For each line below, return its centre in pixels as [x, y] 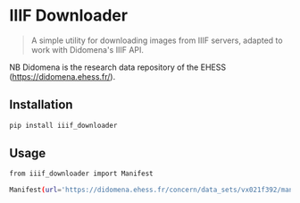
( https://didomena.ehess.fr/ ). [62, 76]
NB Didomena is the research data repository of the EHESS [117, 67]
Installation [41, 105]
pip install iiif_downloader [63, 125]
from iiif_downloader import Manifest [81, 174]
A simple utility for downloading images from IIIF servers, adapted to [157, 40]
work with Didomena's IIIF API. [87, 49]
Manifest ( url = [36, 190]
